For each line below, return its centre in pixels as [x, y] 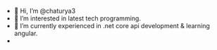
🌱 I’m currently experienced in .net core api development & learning [112, 26]
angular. [26, 33]
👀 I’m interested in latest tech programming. [77, 18]
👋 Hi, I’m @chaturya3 [45, 11]
